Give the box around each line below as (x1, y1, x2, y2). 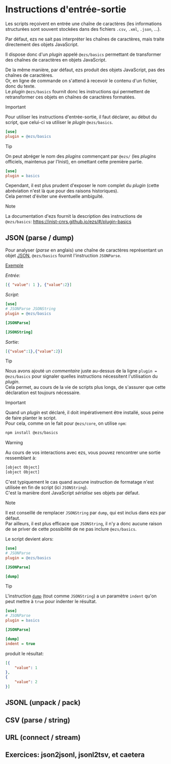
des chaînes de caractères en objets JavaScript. (5, 56, 107, 63)
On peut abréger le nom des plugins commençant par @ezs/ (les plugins (5, 153, 156, 159)
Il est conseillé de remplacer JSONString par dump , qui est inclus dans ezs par (5, 510, 166, 515)
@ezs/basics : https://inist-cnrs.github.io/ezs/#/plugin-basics (5, 219, 132, 225)
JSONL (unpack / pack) (5, 698, 81, 707)
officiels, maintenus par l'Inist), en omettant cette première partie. (5, 158, 143, 164)
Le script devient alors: (5, 536, 54, 542)
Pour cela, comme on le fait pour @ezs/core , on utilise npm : (5, 420, 127, 426)
